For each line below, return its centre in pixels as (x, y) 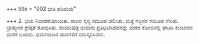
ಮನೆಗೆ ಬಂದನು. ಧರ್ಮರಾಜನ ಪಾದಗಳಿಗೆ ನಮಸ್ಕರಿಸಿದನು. (56, 34)
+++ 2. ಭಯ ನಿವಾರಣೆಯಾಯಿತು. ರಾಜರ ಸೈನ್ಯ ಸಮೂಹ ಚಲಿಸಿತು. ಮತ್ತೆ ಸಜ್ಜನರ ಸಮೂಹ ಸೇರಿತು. (93, 21)
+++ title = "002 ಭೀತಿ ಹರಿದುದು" (41, 9)
